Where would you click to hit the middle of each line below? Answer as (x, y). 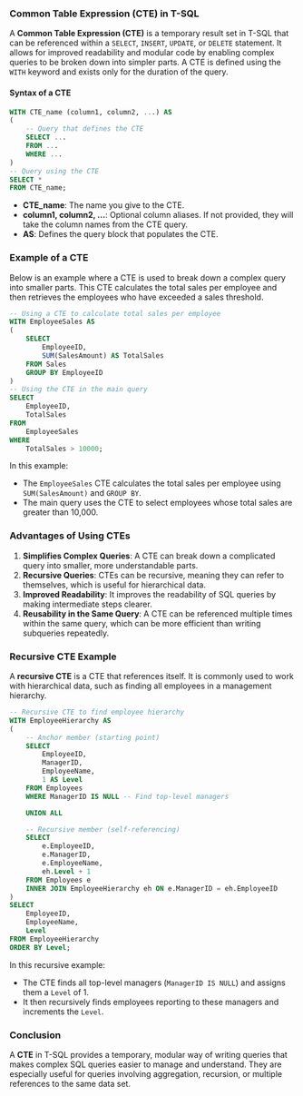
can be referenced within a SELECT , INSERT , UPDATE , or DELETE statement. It (146, 43)
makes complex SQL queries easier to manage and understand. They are (146, 1064)
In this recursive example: (58, 964)
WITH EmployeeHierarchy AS (60, 720)
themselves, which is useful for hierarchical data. (114, 585)
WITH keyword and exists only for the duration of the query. (119, 72)
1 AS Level (63, 780)
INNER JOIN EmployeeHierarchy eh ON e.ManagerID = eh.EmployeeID (152, 888)
